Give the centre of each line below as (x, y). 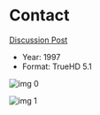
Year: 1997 (41, 57)
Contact (39, 15)
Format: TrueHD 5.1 (57, 66)
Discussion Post (38, 40)
